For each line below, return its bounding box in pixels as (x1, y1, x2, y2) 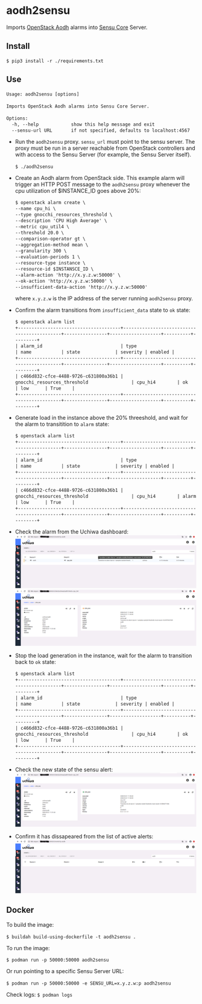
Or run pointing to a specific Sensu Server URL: (6, 967, 124, 974)
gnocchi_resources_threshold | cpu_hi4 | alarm (14, 493, 197, 499)
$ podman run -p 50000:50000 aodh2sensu (6, 957, 110, 963)
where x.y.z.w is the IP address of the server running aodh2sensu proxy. (14, 294, 194, 302)
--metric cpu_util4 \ (14, 224, 69, 230)
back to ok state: (14, 658, 56, 666)
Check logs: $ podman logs (6, 991, 73, 998)
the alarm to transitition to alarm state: (14, 420, 110, 428)
